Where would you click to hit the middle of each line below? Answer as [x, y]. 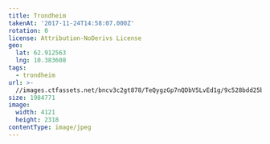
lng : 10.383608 [41, 61]
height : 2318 [37, 120]
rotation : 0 [28, 30]
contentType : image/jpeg [50, 127]
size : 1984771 [32, 98]
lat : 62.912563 [41, 53]
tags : [17, 68]
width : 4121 [36, 113]
